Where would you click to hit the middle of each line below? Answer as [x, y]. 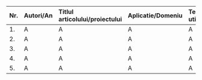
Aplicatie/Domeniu [155, 16]
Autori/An [38, 16]
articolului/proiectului [90, 19]
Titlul [66, 12]
